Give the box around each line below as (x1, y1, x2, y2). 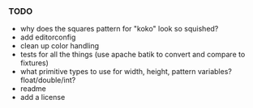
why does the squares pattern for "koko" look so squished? (19, 24, 219, 34)
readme (19, 84, 46, 93)
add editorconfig (19, 32, 76, 42)
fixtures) (19, 58, 49, 68)
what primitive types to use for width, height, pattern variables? (19, 67, 233, 77)
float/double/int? (19, 75, 76, 85)
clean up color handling (19, 41, 100, 51)
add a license (19, 93, 66, 102)
